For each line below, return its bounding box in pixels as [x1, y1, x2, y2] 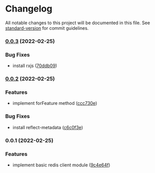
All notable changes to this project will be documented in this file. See [5, 20, 150, 26]
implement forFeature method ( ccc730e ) [12, 100, 97, 106]
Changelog [5, 3, 53, 15]
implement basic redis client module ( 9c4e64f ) [12, 162, 111, 168]
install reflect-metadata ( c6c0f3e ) [12, 124, 83, 130]
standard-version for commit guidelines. [5, 25, 89, 31]
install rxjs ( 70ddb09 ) [12, 63, 57, 69]
